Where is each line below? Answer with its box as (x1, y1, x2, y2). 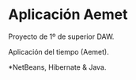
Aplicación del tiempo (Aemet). (8, 47, 109, 56)
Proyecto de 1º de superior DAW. (8, 32, 115, 41)
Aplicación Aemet (8, 6, 128, 24)
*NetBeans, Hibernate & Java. (8, 62, 107, 72)
